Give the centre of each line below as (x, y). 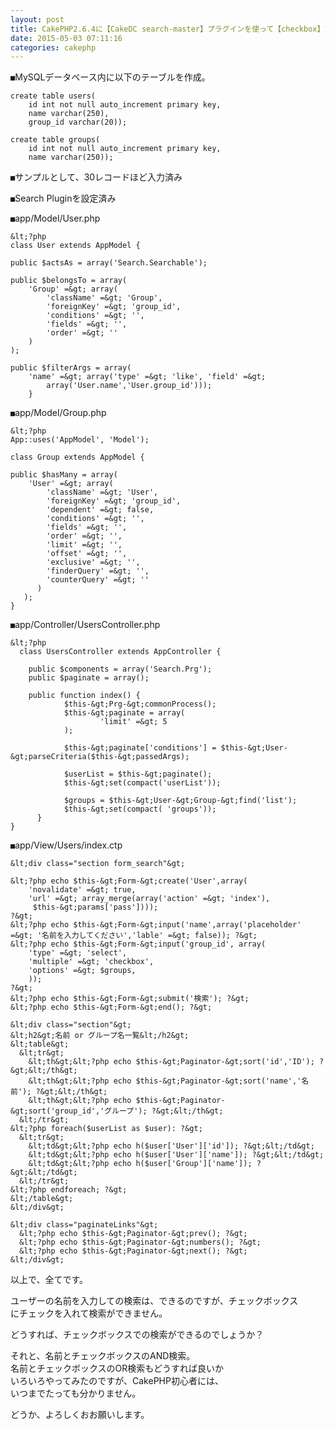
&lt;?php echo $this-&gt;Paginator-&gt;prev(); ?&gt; (133, 1234)
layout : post (37, 19)
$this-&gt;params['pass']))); (95, 907)
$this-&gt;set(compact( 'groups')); (140, 809)
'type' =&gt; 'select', (78, 953)
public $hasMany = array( (64, 475)
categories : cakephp (53, 47)
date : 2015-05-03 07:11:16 (66, 38)
